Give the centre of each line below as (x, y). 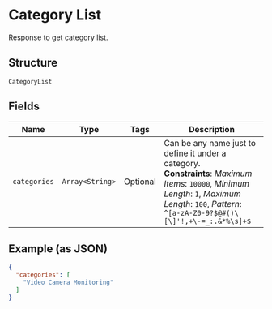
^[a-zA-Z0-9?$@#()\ (201, 213)
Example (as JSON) (58, 249)
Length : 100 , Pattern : (203, 204)
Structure (33, 63)
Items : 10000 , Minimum (206, 183)
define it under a (195, 153)
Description (212, 129)
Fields (24, 107)
